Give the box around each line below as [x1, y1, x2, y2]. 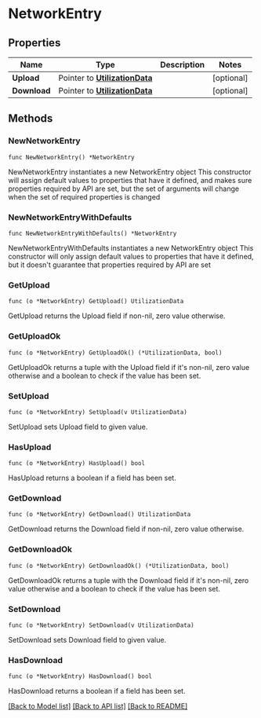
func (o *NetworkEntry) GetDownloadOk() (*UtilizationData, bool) [8, 562, 230, 570]
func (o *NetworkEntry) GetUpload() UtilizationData [8, 298, 184, 306]
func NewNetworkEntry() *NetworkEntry [8, 153, 135, 161]
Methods [8, 112, 53, 126]
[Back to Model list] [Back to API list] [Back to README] [8, 702, 188, 711]
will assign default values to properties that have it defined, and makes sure [8, 175, 252, 185]
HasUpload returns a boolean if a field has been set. [8, 473, 176, 483]
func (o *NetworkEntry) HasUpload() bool [8, 460, 146, 467]
